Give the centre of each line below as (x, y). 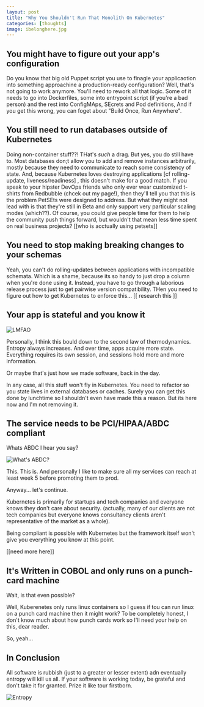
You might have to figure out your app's (83, 54)
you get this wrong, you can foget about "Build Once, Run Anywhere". (94, 111)
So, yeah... (20, 638)
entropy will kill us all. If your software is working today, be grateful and (96, 679)
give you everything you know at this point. (60, 540)
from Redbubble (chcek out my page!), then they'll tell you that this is (108, 193)
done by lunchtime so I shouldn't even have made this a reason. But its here (102, 398)
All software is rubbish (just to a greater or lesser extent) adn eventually (97, 672)
